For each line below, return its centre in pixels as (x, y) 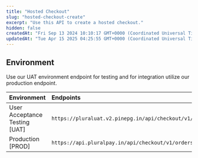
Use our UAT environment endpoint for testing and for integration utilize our (98, 76)
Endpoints (66, 98)
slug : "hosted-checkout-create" (46, 17)
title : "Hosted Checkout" (38, 11)
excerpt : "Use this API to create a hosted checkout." (75, 22)
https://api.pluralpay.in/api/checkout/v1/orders (122, 142)
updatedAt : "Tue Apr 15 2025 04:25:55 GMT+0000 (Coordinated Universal (96, 39)
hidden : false (24, 28)
